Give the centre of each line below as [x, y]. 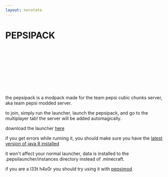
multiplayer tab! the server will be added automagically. [63, 118]
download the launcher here [35, 128]
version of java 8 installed [32, 143]
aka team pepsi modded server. [39, 103]
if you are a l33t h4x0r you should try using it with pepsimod [69, 169]
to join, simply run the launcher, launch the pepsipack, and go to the [77, 113]
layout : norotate [24, 10]
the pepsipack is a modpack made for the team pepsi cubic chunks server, [84, 97]
